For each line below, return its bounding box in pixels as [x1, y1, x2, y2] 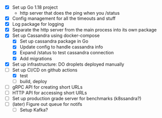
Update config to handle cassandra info [19, 44, 103, 50]
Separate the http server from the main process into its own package [12, 27, 157, 33]
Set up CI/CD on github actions [12, 67, 77, 73]
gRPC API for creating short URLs [12, 84, 83, 90]
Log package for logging [12, 21, 64, 27]
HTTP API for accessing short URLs [12, 90, 87, 96]
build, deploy [19, 78, 47, 84]
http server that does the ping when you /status [19, 10, 120, 16]
